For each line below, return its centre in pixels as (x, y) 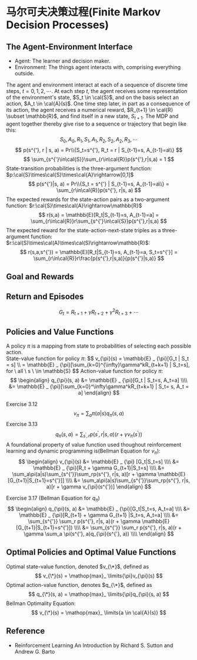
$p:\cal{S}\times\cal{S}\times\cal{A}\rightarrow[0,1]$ (70, 174)
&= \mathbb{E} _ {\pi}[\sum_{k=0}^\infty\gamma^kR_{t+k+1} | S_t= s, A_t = (99, 387)
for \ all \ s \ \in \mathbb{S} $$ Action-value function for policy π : (85, 371)
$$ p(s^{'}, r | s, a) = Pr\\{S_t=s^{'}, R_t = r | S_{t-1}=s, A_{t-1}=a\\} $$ (99, 150)
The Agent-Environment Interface (69, 47)
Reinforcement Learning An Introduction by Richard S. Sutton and (94, 645)
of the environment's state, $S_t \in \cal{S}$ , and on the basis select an (93, 97)
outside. (24, 73)
